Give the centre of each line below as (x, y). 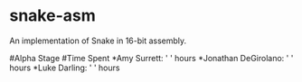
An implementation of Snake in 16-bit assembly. (98, 41)
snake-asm (53, 16)
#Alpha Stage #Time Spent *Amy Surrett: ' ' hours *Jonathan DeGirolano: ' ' (151, 58)
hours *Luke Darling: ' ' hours (65, 68)
